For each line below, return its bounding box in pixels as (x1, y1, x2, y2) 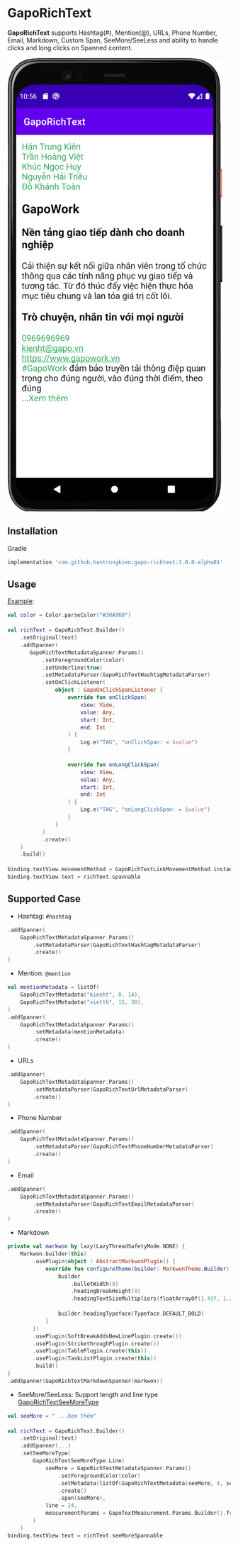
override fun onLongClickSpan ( (67, 761, 160, 768)
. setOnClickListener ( (42, 679, 106, 686)
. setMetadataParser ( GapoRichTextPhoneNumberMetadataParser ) (33, 1143, 214, 1150)
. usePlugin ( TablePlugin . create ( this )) (33, 1348, 147, 1355)
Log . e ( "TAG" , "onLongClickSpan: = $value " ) (80, 806, 211, 813)
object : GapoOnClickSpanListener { (55, 686, 163, 694)
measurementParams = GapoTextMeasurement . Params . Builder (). (45, 1510, 227, 1517)
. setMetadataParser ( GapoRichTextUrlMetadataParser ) (33, 1086, 189, 1093)
